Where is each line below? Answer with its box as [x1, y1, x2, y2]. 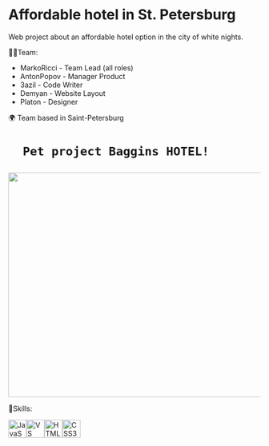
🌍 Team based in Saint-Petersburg [8, 113, 124, 122]
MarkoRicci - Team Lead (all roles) [19, 62, 134, 73]
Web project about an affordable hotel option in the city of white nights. [8, 32, 244, 42]
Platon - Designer [19, 97, 78, 106]
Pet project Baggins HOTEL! [22, 144, 210, 159]
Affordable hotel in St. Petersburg [8, 6, 236, 24]
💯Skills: [8, 404, 33, 413]
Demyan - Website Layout [19, 88, 106, 98]
